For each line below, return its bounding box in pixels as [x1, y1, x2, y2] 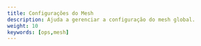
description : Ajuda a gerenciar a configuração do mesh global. [7, 16, 195, 23]
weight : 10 [7, 22, 39, 29]
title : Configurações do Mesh [7, 9, 94, 17]
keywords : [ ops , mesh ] [7, 28, 70, 36]
